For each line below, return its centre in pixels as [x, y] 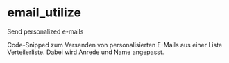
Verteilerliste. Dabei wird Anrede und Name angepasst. [86, 52]
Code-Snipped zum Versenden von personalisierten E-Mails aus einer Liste [115, 45]
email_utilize [44, 13]
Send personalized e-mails [45, 32]
